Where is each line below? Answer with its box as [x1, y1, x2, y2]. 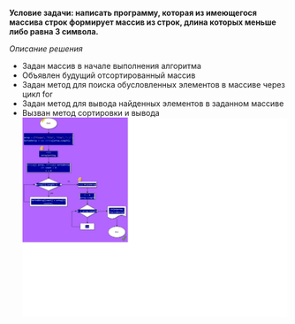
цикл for [21, 89, 53, 99]
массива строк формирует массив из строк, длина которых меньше [9, 17, 276, 27]
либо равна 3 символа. [9, 27, 99, 36]
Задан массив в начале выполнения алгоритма [21, 61, 201, 71]
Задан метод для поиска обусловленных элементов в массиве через [21, 80, 285, 89]
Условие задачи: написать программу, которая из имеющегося [9, 8, 258, 18]
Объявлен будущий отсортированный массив [21, 70, 196, 81]
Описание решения [9, 43, 83, 54]
